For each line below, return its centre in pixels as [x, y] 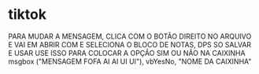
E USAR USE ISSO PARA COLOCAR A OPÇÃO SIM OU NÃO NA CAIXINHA [127, 53]
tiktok [28, 15]
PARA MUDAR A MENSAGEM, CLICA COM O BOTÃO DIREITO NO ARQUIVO [130, 36]
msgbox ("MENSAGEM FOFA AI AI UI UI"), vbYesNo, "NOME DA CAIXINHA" [130, 61]
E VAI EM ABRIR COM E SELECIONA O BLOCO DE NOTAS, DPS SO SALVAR [130, 44]
